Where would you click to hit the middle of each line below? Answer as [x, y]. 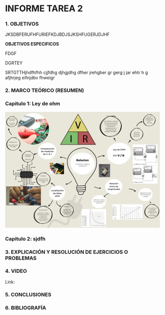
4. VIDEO [16, 271]
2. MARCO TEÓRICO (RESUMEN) [45, 90]
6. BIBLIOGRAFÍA [26, 308]
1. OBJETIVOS [22, 24]
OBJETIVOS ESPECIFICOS [32, 44]
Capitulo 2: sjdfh [25, 238]
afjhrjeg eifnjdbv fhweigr [30, 78]
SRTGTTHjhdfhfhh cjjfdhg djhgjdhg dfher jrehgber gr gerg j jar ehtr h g [77, 73]
